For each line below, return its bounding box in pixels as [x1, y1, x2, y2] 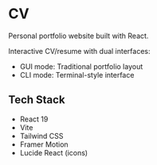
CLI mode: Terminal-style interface [19, 70, 135, 79]
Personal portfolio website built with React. [8, 31, 149, 40]
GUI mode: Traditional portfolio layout [19, 61, 143, 71]
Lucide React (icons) [19, 148, 88, 157]
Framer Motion [19, 140, 69, 149]
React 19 [19, 114, 49, 124]
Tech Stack [8, 93, 65, 107]
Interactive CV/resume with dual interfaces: [8, 46, 151, 56]
